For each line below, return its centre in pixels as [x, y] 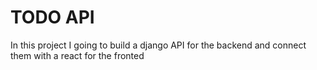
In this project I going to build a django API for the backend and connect [158, 45]
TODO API [52, 17]
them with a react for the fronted [77, 55]
